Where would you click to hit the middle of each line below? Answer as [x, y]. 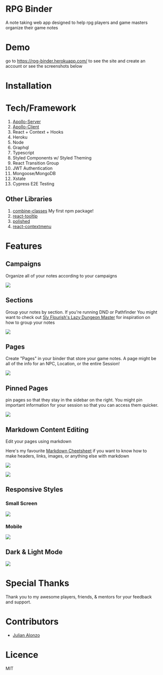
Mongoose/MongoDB [34, 173]
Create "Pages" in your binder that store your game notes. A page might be [81, 358]
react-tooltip [25, 216]
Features [24, 246]
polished [21, 221]
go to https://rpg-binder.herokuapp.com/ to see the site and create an [75, 61]
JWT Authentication [33, 168]
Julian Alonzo [26, 635]
